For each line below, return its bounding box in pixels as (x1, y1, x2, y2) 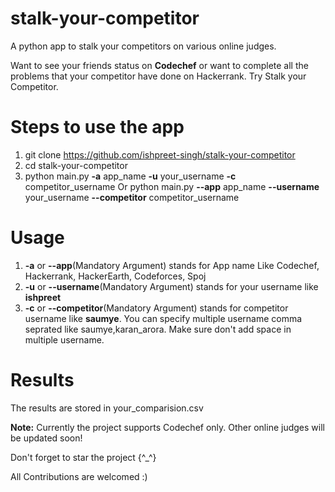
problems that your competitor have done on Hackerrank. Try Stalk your (10, 70, 307, 82)
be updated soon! (10, 432, 83, 444)
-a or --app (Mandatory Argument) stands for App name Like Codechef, (24, 259, 320, 271)
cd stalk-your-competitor (24, 159, 128, 171)
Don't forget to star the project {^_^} (10, 451, 157, 463)
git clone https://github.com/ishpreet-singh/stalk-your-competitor (24, 148, 296, 161)
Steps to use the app (10, 116, 185, 139)
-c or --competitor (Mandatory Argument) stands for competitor (24, 302, 289, 314)
